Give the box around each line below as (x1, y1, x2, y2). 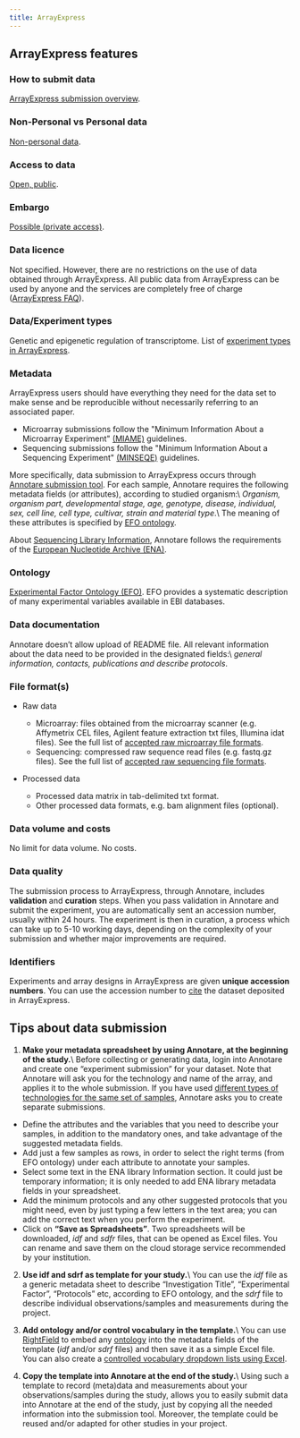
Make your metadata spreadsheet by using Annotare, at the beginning (21, 1044, 288, 1055)
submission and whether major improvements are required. (9, 932, 227, 944)
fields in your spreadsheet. (21, 1185, 121, 1195)
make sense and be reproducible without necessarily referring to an (9, 397, 259, 408)
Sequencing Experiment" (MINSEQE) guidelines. (21, 453, 201, 464)
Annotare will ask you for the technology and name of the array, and (21, 1073, 273, 1084)
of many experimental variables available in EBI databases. (9, 596, 226, 607)
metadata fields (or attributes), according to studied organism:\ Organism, (9, 489, 281, 499)
